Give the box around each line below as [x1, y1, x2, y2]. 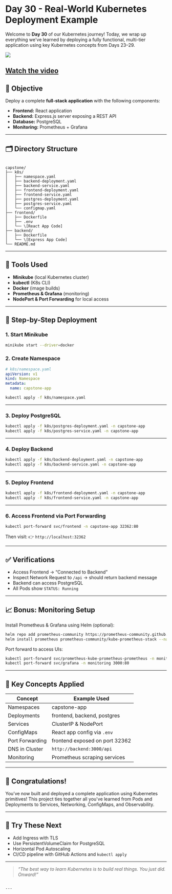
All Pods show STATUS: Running [12, 585, 78, 592]
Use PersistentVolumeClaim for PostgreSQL [12, 840, 105, 846]
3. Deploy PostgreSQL [5, 412, 61, 419]
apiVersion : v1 [5, 371, 38, 377]
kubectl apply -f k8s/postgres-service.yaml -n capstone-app [5, 428, 139, 434]
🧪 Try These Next [5, 821, 62, 830]
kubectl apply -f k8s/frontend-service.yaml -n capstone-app [5, 495, 139, 500]
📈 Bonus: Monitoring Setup [5, 605, 96, 615]
